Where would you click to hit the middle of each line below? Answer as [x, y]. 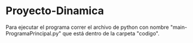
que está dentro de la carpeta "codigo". [111, 33]
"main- [179, 27]
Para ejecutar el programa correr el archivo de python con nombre [87, 27]
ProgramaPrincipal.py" [33, 33]
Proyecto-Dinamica [55, 11]
